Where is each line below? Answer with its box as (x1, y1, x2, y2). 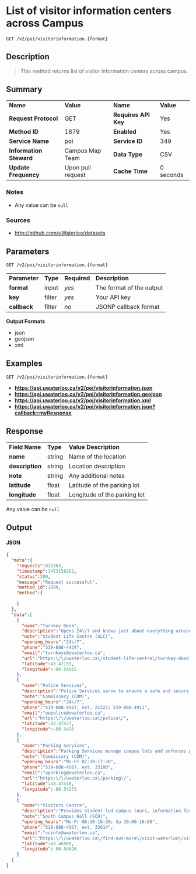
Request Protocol (9, 114, 58, 123)
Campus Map (64, 147, 101, 155)
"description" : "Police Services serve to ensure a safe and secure (21, 688, 190, 694)
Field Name (9, 443, 41, 451)
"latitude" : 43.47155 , (21, 661, 75, 666)
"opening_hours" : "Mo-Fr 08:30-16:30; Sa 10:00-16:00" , (21, 819, 158, 825)
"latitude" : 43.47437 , (21, 721, 75, 727)
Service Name (9, 137, 50, 145)
